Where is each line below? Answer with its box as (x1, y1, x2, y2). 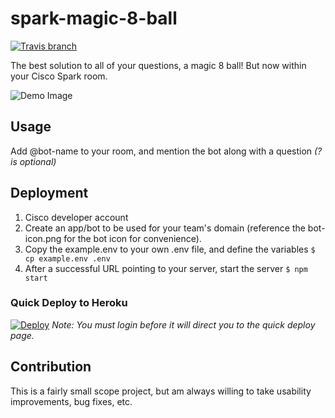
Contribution (10, 358, 92, 376)
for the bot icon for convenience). (63, 232, 202, 244)
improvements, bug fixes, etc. (10, 395, 133, 407)
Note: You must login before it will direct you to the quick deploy (51, 318, 316, 331)
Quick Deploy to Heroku (10, 296, 128, 310)
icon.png (24, 232, 62, 244)
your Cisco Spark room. (10, 70, 108, 82)
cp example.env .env (24, 253, 111, 264)
